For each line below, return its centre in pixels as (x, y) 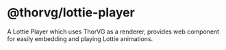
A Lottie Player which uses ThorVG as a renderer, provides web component (113, 32)
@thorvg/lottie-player (71, 13)
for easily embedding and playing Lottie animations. (80, 38)
